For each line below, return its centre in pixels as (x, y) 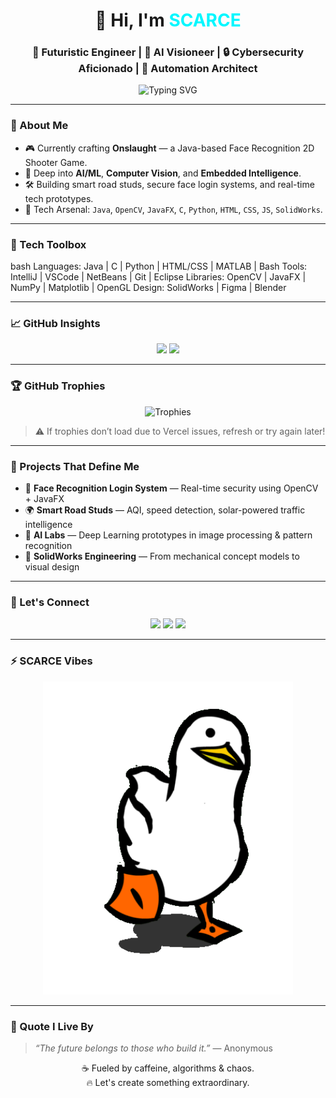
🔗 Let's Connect (50, 602)
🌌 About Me (39, 126)
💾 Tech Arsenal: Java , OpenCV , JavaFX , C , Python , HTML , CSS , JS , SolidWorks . (173, 209)
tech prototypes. (59, 198)
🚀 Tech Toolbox (48, 244)
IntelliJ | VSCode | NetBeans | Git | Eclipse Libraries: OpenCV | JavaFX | (158, 277)
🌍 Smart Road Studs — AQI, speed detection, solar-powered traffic (165, 510)
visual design (52, 566)
